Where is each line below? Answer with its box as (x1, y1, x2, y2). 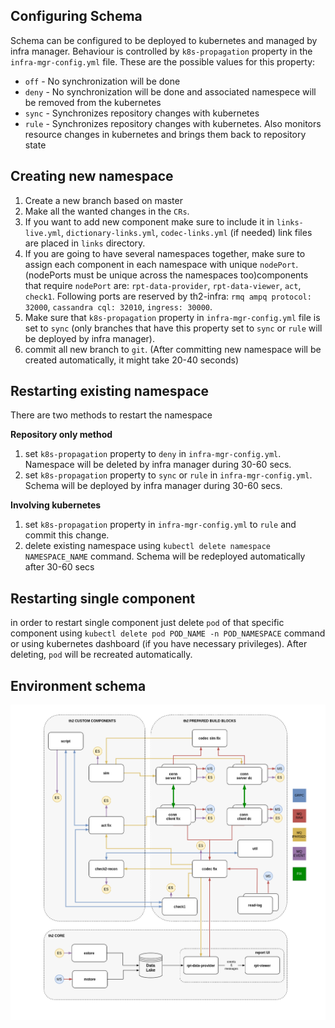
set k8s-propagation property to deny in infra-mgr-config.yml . (24, 448, 282, 460)
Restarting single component (10, 590, 196, 607)
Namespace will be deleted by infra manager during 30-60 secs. (24, 459, 292, 471)
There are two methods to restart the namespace (10, 409, 213, 421)
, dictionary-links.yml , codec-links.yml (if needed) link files (61, 226, 313, 238)
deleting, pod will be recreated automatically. (10, 649, 193, 661)
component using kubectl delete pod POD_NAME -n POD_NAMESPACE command (10, 627, 326, 639)
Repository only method (10, 429, 113, 441)
